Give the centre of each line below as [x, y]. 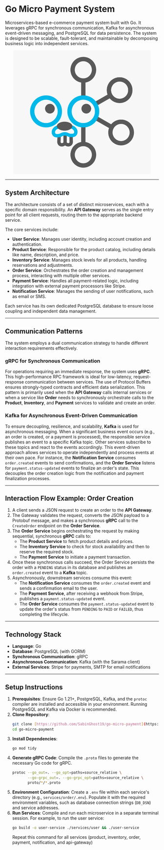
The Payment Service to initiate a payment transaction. [75, 557]
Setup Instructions [34, 687]
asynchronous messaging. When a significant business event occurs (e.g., [80, 431]
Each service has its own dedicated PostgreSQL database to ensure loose [79, 306]
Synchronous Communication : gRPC [50, 657]
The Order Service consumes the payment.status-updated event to [87, 604]
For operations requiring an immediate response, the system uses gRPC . [78, 372]
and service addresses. [36, 808]
